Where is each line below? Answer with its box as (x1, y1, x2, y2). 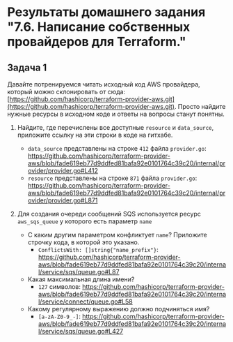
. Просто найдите (174, 103, 226, 110)
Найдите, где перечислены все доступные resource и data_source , (17, 124, 214, 131)
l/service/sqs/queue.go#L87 (38, 268, 120, 276)
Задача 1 (7, 61, 47, 73)
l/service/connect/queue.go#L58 (38, 297, 134, 306)
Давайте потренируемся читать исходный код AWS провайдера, (7, 80, 200, 88)
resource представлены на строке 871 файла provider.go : (27, 174, 198, 182)
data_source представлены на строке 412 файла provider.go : (27, 144, 207, 152)
